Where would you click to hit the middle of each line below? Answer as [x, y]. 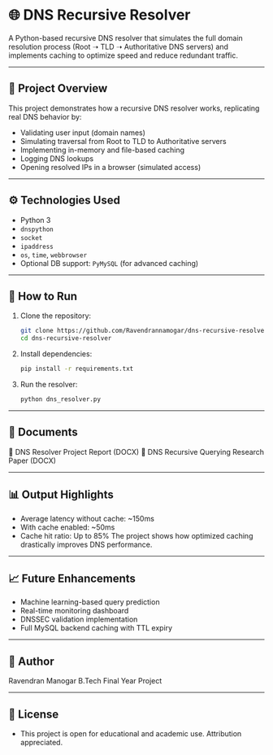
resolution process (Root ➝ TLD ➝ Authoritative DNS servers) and [119, 46]
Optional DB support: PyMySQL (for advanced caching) [109, 263]
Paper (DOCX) [32, 460]
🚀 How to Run [43, 296]
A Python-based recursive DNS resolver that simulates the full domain [126, 37]
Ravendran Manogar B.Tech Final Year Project [85, 681]
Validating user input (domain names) [83, 133]
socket [31, 238]
